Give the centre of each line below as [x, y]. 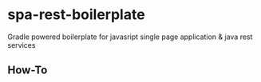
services [22, 45]
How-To [28, 70]
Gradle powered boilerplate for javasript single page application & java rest [130, 37]
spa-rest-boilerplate [76, 15]
